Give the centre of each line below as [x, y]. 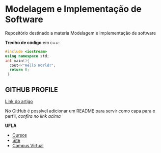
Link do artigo [19, 101]
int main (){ [17, 61]
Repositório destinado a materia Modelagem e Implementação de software [80, 33]
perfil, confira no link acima [33, 116]
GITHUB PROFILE [32, 89]
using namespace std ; [27, 56]
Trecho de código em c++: [32, 42]
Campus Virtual [28, 145]
